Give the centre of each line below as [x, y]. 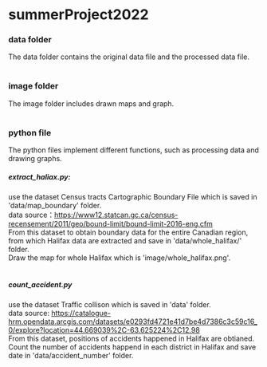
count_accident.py [40, 284]
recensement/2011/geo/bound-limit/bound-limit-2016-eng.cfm [111, 224]
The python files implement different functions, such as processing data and [133, 150]
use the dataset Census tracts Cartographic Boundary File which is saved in [133, 197]
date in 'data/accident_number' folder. [71, 356]
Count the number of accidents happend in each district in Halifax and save [132, 347]
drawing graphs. [35, 159]
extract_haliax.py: [39, 176]
